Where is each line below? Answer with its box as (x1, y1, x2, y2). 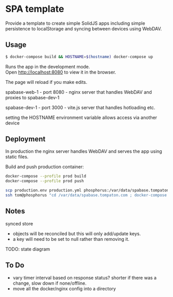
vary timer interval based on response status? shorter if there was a (12, 274, 157, 281)
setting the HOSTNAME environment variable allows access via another (5, 114, 158, 120)
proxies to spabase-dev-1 (5, 94, 60, 100)
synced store (5, 220, 33, 226)
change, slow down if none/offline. (12, 280, 86, 286)
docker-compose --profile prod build (5, 173, 86, 179)
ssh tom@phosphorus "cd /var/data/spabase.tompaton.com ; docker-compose (5, 193, 167, 198)
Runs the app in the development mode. (5, 63, 90, 69)
